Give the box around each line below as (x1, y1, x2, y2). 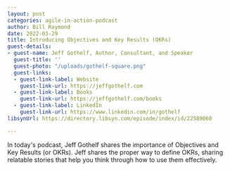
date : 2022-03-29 (7, 30, 58, 37)
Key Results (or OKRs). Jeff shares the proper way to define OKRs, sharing (7, 148, 224, 156)
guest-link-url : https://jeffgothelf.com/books (20, 96, 162, 103)
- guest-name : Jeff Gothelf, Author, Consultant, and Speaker (7, 50, 193, 57)
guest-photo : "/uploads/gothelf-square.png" (13, 63, 146, 70)
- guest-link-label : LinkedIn (13, 102, 102, 109)
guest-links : (13, 69, 52, 76)
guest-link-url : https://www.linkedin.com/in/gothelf (20, 108, 181, 115)
